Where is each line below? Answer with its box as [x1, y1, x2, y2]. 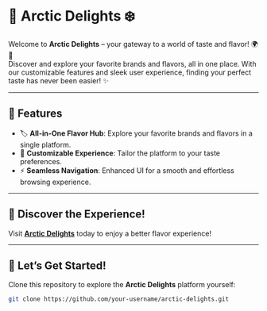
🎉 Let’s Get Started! [8, 259, 106, 272]
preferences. [19, 156, 62, 166]
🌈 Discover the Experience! [8, 208, 145, 221]
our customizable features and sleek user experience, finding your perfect [8, 67, 252, 77]
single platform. [19, 140, 72, 149]
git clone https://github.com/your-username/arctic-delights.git [8, 295, 229, 303]
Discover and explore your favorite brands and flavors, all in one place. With [8, 59, 257, 68]
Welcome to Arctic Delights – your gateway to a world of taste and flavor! [8, 39, 250, 48]
